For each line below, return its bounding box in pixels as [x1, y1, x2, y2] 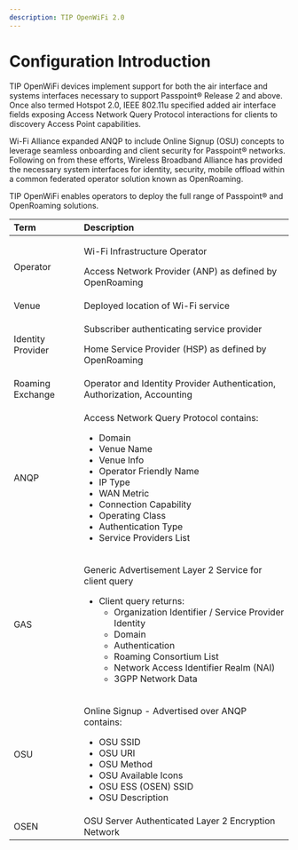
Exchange [13, 388, 56, 401]
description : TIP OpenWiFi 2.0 [9, 12, 125, 22]
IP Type [98, 476, 130, 489]
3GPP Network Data [114, 672, 198, 685]
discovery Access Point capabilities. [9, 118, 142, 129]
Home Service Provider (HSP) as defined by [83, 343, 267, 355]
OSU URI [98, 747, 136, 759]
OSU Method [98, 758, 153, 770]
